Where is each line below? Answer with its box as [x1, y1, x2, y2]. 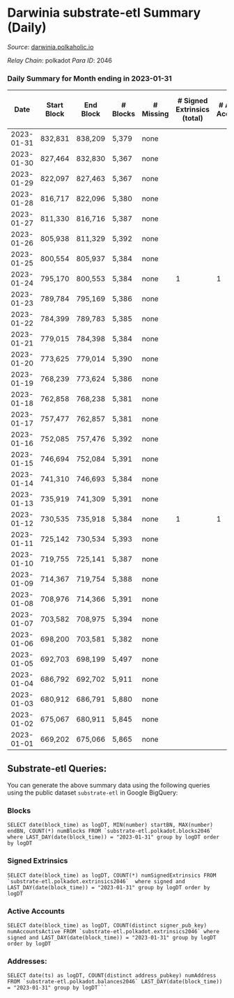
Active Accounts [7, 906, 65, 916]
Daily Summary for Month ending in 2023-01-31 [7, 73, 172, 83]
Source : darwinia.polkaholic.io [7, 42, 94, 51]
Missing [141, 109, 169, 119]
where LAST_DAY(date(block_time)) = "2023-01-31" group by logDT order [7, 834, 219, 841]
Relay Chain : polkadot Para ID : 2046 [7, 56, 113, 64]
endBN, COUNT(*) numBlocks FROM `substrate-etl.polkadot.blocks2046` [7, 827, 214, 835]
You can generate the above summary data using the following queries [7, 781, 210, 790]
